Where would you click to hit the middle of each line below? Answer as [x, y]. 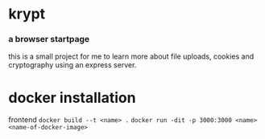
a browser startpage [49, 39]
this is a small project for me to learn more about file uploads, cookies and [131, 56]
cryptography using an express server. [72, 65]
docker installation [72, 98]
